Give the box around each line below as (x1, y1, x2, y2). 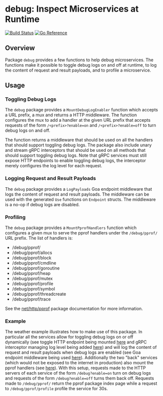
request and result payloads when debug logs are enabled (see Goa (5, 349, 141, 356)
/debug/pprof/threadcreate (12, 291, 66, 297)
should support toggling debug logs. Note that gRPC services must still (5, 152, 147, 159)
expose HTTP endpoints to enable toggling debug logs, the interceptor (5, 158, 147, 163)
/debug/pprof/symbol (12, 286, 55, 292)
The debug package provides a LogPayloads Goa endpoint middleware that (5, 186, 152, 192)
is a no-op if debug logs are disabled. (5, 201, 80, 207)
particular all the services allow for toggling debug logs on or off (5, 334, 133, 340)
